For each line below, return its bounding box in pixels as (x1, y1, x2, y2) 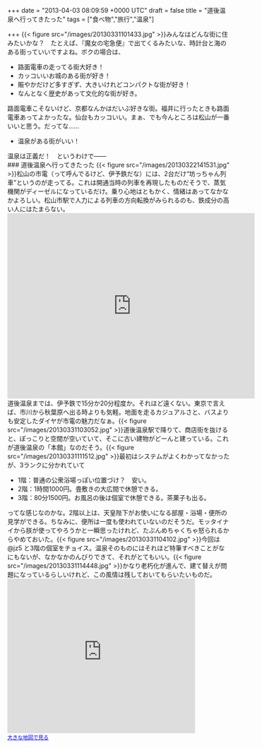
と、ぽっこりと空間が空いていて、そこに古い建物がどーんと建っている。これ (7, 434, 230, 443)
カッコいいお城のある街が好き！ (17, 71, 111, 80)
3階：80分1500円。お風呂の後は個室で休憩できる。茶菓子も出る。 (17, 494, 210, 501)
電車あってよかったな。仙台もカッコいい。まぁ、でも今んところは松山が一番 (7, 113, 230, 121)
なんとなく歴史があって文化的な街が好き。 (17, 89, 141, 97)
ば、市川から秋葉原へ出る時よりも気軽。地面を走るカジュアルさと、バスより (7, 408, 230, 416)
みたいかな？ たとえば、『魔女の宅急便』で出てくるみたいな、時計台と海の (7, 39, 227, 47)
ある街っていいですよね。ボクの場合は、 (7, 48, 125, 56)
